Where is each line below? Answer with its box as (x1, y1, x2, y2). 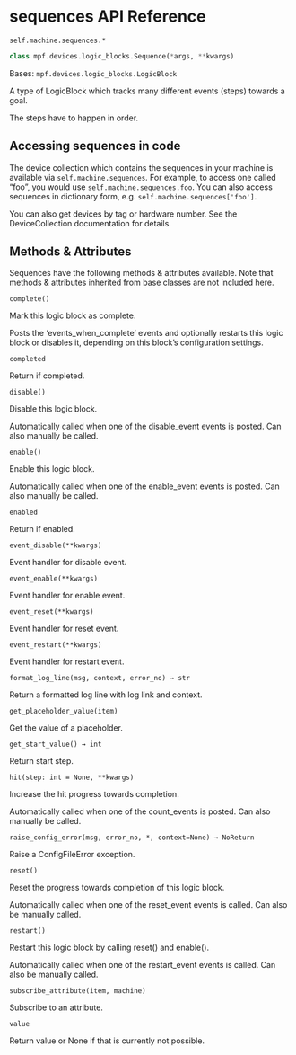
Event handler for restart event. (9, 656, 125, 667)
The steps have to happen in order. (9, 112, 139, 123)
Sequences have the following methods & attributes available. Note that (9, 268, 274, 279)
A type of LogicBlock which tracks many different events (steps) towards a (9, 85, 285, 96)
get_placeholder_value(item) (9, 707, 118, 716)
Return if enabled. (9, 524, 76, 535)
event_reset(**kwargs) (9, 607, 94, 616)
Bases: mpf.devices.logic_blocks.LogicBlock (9, 67, 178, 78)
